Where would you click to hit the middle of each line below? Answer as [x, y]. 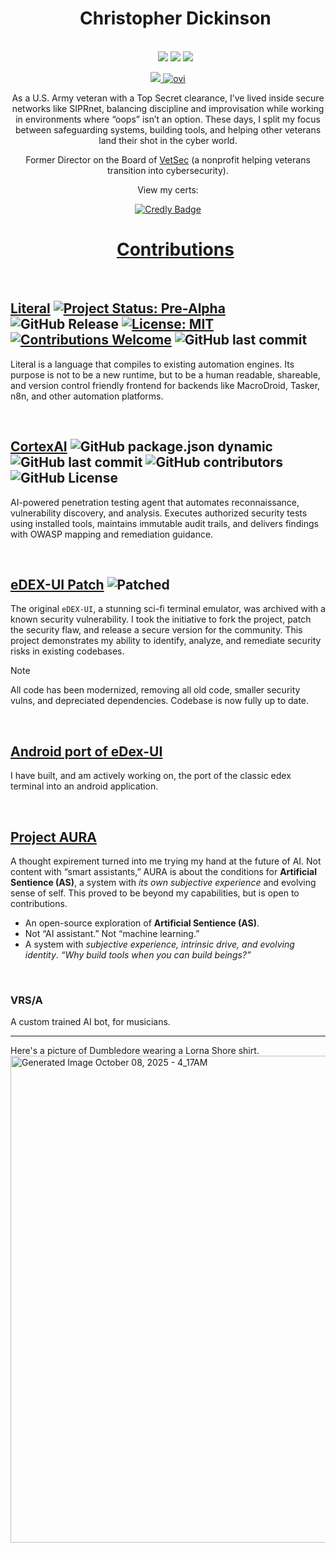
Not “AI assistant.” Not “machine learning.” [112, 933]
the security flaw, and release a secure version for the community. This [156, 630]
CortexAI [39, 447]
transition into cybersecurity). [168, 170]
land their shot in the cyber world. [168, 140]
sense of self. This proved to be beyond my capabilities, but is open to [155, 893]
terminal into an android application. [84, 786]
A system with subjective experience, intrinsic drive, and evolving [159, 944]
